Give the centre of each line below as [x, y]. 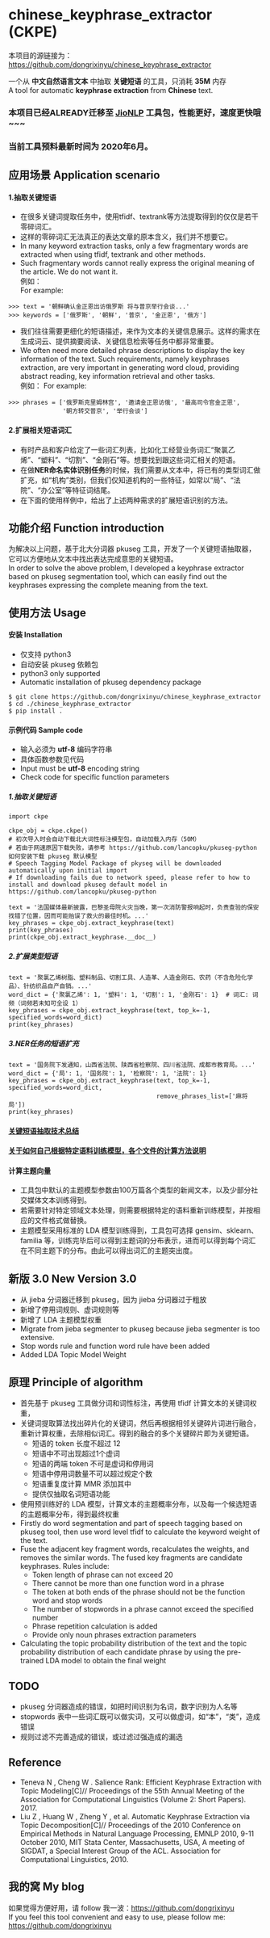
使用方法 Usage [48, 613]
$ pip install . [35, 711]
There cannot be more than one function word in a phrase [128, 1583]
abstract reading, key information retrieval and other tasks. [117, 376]
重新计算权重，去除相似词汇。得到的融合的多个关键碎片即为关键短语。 [137, 1434]
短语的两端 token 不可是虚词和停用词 [93, 1464]
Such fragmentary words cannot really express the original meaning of [137, 263]
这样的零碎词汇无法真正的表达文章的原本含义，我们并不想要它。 [126, 237]
